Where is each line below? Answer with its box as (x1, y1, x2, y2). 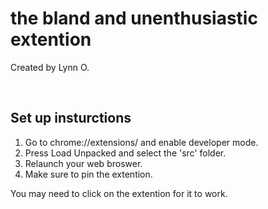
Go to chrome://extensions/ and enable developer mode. (24, 136, 259, 148)
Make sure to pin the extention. (24, 168, 153, 180)
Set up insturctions (10, 110, 132, 127)
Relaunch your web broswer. (24, 157, 143, 169)
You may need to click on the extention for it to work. (10, 187, 228, 199)
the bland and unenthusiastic (10, 7, 258, 30)
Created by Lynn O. (10, 61, 90, 73)
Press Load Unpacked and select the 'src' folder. (24, 147, 227, 159)
